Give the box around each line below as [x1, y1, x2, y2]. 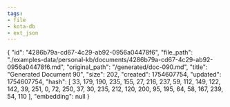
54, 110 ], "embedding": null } [7, 93, 90, 101]
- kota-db [7, 23, 36, 30]
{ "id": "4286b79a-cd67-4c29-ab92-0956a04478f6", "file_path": [7, 48, 193, 57]
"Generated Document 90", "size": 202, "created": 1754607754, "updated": [7, 70, 222, 79]
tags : [7, 10, 23, 17]
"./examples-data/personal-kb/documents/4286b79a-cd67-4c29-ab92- [7, 56, 213, 64]
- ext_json [7, 29, 39, 37]
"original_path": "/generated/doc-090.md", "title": [66, 63, 208, 71]
